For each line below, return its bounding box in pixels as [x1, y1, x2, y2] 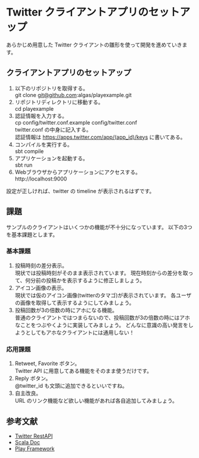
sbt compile [14, 147, 44, 155]
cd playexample [14, 105, 54, 112]
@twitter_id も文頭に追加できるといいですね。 [14, 382, 128, 390]
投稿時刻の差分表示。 [14, 261, 67, 269]
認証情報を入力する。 [14, 112, 67, 119]
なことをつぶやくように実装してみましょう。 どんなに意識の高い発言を [14, 321, 189, 328]
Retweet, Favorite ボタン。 [14, 360, 80, 367]
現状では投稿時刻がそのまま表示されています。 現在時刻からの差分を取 [14, 269, 188, 276]
